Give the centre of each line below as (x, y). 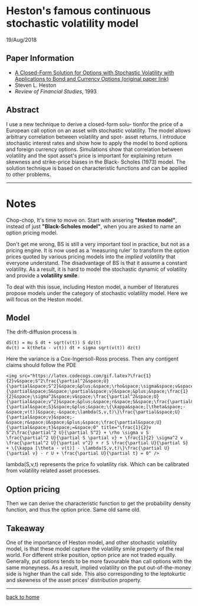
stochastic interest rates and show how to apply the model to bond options (97, 143)
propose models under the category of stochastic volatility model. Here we (97, 293)
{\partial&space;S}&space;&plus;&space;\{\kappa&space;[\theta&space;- (96, 407)
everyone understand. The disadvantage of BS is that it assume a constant (97, 263)
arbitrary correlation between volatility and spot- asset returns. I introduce (96, 136)
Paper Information (40, 58)
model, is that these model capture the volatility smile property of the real (95, 548)
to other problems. (29, 174)
